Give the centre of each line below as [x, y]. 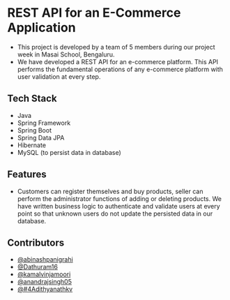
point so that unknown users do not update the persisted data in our [115, 213]
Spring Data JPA [41, 137]
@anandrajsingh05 [44, 282]
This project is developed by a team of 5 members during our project [116, 47]
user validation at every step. [59, 76]
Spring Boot [34, 130]
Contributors [36, 242]
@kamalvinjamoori [44, 274]
